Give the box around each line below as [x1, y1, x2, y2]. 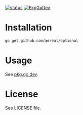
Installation [5, 22, 52, 33]
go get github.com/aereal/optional [5, 38, 79, 43]
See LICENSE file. [5, 105, 41, 111]
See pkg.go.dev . [5, 71, 39, 77]
